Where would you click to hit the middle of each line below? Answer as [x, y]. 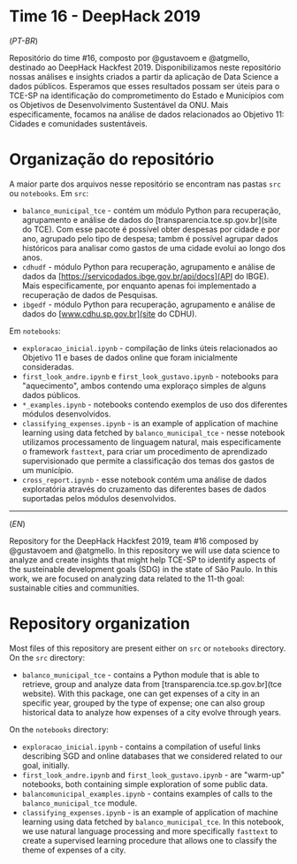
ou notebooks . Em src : [49, 193]
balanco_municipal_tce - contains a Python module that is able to [141, 675]
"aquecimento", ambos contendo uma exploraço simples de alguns [144, 386]
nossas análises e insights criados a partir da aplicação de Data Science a [144, 76]
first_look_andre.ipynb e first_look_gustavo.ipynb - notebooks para [150, 376]
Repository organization [99, 624]
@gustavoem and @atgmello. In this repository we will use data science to [145, 550]
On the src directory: [47, 657]
